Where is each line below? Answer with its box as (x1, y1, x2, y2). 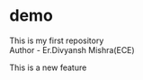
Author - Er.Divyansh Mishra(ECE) (9, 44, 135, 55)
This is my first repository (9, 35, 104, 46)
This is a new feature (9, 62, 87, 73)
